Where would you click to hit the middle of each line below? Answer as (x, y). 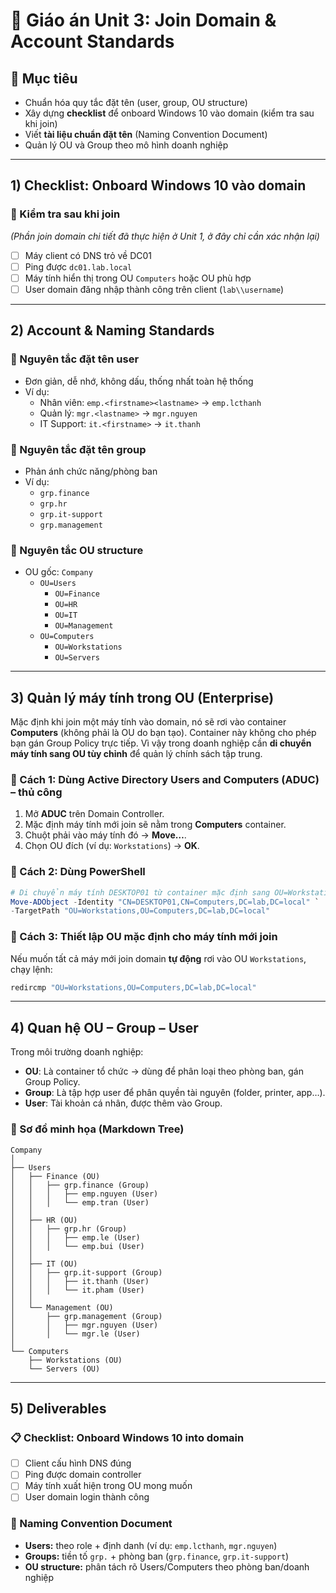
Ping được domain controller (83, 1475)
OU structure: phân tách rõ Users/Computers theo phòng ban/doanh (167, 1566)
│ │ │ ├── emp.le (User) (75, 1237)
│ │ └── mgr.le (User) (75, 1334)
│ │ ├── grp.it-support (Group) (86, 1272)
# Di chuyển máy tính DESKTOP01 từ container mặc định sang (140, 892)
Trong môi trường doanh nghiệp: (77, 1052)
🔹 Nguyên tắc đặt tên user (75, 359)
